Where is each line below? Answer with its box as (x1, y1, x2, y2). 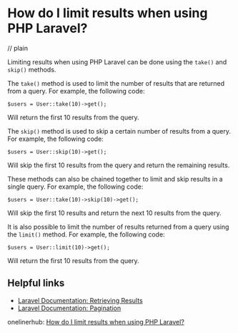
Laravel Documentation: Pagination (17, 304, 122, 312)
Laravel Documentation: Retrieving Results (17, 296, 143, 304)
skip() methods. (7, 65, 56, 74)
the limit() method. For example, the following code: (7, 230, 166, 239)
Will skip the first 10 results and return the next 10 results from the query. (7, 209, 222, 217)
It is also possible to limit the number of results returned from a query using (7, 222, 229, 231)
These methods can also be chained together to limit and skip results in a (7, 174, 223, 183)
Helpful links (7, 277, 65, 289)
